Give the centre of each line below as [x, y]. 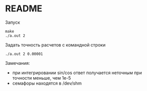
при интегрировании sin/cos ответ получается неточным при [77, 73]
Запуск [13, 22]
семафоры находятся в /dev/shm [47, 83]
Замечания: [18, 63]
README [24, 9]
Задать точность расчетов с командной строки [55, 45]
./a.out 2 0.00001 [24, 54]
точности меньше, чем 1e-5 [42, 78]
